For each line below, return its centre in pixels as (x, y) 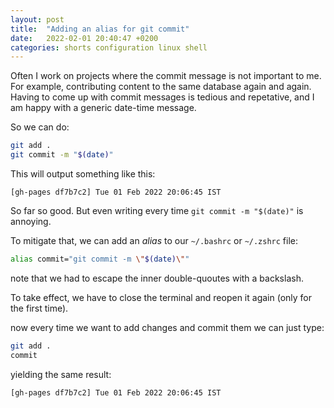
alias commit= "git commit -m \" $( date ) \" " (100, 259)
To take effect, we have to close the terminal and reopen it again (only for (161, 297)
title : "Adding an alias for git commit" (100, 29)
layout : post (37, 19)
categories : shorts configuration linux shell (109, 47)
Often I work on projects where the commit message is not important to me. (166, 76)
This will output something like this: (83, 174)
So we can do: (40, 127)
